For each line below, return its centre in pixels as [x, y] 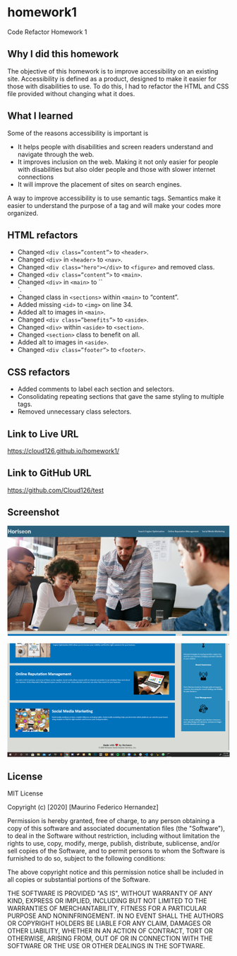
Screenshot [34, 512]
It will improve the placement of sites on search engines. [99, 184]
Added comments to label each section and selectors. [96, 389]
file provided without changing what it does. [71, 93]
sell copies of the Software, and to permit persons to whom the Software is [116, 851]
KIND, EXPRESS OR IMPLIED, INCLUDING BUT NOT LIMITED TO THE [107, 901]
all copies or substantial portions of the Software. [79, 880]
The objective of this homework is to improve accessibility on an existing [113, 71]
